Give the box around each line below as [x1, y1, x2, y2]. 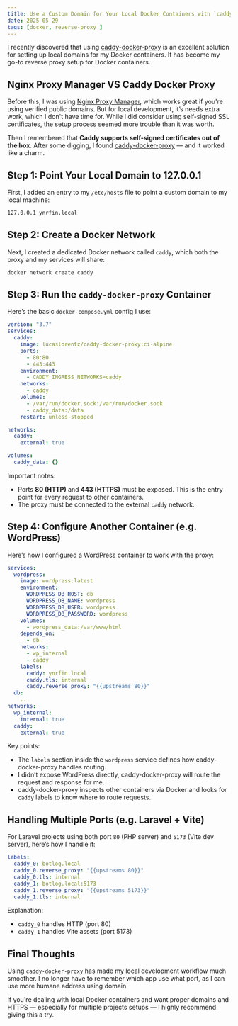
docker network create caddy [7, 269, 93, 276]
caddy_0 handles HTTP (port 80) [17, 920, 111, 928]
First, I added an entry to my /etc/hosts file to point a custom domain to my [7, 188, 228, 196]
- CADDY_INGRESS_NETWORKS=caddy [25, 373, 122, 381]
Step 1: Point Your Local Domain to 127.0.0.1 [7, 169, 202, 181]
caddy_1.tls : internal [13, 893, 81, 901]
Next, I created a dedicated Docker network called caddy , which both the [7, 247, 219, 256]
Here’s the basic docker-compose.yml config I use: [7, 308, 151, 316]
